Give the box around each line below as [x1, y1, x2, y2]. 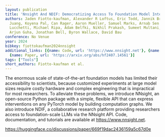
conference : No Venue [5, 35, 50, 40]
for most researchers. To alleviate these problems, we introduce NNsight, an [5, 91, 160, 97]
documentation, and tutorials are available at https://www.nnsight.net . [5, 117, 146, 123]
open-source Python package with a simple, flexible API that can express [5, 96, 154, 102]
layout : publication [5, 7, 48, 12]
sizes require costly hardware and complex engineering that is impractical [5, 86, 155, 91]
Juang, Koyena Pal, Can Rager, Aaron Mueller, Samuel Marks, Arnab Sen [9, 21, 160, 26]
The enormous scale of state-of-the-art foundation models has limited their [5, 75, 158, 81]
